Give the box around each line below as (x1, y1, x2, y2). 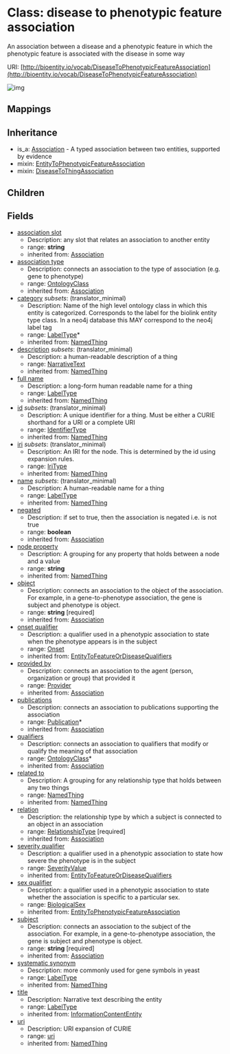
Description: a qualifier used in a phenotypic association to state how (27, 849, 223, 857)
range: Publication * (27, 718, 82, 726)
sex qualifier (16, 879, 53, 887)
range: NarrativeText (27, 360, 86, 369)
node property (16, 542, 58, 551)
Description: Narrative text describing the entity (27, 996, 163, 1004)
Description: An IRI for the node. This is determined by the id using (27, 448, 216, 456)
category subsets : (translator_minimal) (16, 294, 126, 303)
